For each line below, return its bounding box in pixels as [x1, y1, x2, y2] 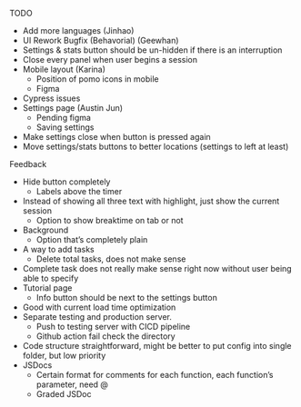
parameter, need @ [35, 379, 109, 390]
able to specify [22, 273, 79, 283]
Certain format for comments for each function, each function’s [35, 370, 274, 380]
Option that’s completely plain [35, 234, 148, 244]
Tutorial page [22, 283, 73, 293]
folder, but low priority [22, 350, 106, 361]
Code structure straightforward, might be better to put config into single [22, 341, 293, 351]
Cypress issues [22, 93, 81, 104]
